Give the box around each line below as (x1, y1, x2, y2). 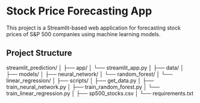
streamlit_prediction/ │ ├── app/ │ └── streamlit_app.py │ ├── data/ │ (6, 64, 184, 71)
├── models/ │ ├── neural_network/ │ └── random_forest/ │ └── (6, 70, 173, 78)
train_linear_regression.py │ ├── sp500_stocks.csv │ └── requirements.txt (6, 89, 194, 97)
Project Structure (6, 48, 72, 58)
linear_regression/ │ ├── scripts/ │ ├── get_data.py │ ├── (6, 76, 154, 84)
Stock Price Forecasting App (6, 4, 152, 18)
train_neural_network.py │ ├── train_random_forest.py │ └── (6, 83, 160, 90)
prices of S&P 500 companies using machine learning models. (6, 30, 161, 37)
